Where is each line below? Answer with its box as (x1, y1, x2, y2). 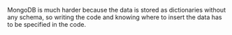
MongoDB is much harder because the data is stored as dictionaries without (7, 6, 226, 14)
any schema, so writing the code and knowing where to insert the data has (7, 13, 222, 21)
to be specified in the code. (7, 21, 86, 28)
